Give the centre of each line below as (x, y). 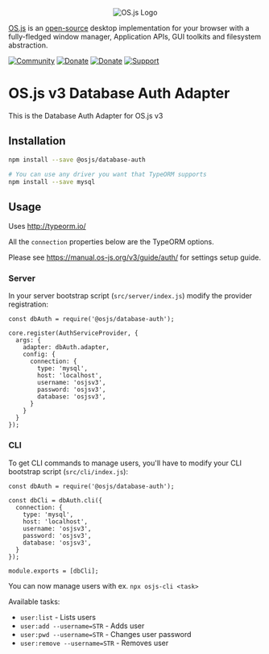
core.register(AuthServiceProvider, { (73, 333)
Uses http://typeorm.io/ (47, 227)
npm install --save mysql (52, 181)
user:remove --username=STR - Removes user (94, 643)
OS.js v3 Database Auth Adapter (119, 94)
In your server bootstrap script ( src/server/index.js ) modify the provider (130, 296)
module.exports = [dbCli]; (54, 571)
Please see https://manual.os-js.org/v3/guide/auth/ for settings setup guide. (135, 257)
